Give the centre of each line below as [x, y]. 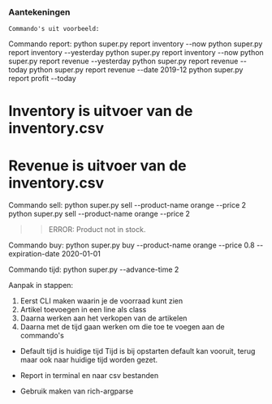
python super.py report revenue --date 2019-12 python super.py [136, 70]
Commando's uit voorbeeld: [54, 29]
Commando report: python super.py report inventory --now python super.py [136, 44]
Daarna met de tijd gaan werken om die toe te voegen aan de [122, 327]
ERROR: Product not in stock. [97, 230]
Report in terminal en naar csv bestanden [89, 376]
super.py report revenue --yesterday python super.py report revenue [123, 61]
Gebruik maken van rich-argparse [77, 391]
